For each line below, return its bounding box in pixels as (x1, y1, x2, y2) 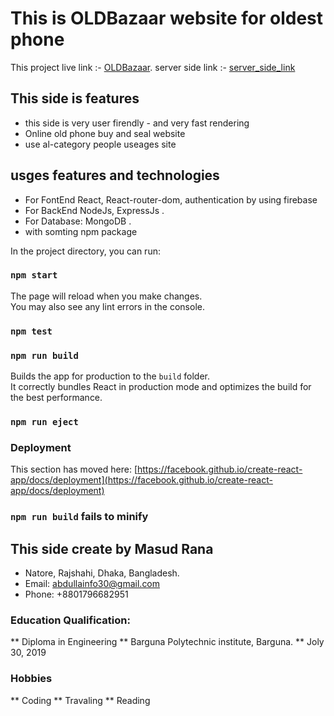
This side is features (10, 90, 140, 107)
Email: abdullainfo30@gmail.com (24, 578, 161, 590)
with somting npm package (24, 225, 138, 237)
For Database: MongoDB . (24, 215, 132, 227)
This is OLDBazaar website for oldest (10, 7, 323, 30)
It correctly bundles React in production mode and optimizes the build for (10, 381, 312, 393)
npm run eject (10, 417, 79, 427)
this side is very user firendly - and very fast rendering (24, 117, 250, 129)
